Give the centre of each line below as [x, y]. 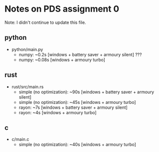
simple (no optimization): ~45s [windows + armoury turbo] [77, 102]
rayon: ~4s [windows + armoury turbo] [58, 112]
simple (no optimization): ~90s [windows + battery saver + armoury [87, 92]
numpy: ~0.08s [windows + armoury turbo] [62, 60]
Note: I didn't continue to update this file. [45, 22]
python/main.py [27, 49]
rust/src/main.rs [28, 86]
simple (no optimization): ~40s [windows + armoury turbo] [77, 145]
